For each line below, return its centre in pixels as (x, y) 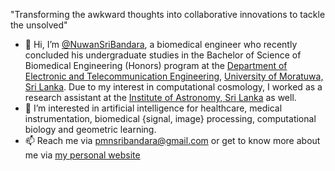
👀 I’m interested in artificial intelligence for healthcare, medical (153, 108)
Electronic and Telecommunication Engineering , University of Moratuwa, (174, 76)
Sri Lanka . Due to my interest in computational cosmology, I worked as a (173, 87)
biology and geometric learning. (90, 129)
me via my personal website (82, 155)
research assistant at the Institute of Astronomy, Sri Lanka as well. (160, 97)
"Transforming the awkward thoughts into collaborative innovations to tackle (168, 14)
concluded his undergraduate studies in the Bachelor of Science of (163, 55)
